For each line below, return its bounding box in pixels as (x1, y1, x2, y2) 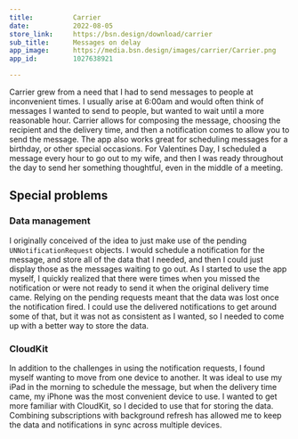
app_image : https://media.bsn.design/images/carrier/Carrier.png (9, 46, 277, 55)
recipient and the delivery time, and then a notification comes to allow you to (9, 125, 290, 134)
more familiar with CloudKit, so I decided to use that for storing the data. (9, 400, 274, 411)
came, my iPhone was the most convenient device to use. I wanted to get (9, 391, 278, 402)
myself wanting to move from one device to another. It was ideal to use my (9, 371, 283, 383)
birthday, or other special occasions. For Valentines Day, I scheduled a (9, 143, 267, 154)
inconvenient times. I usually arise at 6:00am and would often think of (9, 96, 264, 107)
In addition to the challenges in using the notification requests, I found (9, 362, 265, 373)
